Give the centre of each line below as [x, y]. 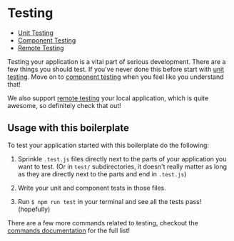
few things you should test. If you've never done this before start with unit [116, 69]
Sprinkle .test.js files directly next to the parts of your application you [122, 159]
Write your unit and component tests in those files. [92, 188]
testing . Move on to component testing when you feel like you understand [116, 77]
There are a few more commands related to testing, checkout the [103, 223]
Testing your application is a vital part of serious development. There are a [117, 61]
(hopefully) [34, 209]
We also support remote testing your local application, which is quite [108, 98]
